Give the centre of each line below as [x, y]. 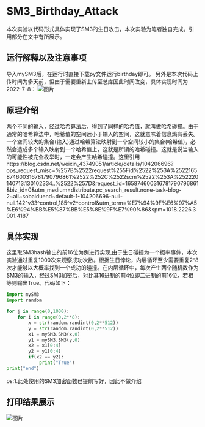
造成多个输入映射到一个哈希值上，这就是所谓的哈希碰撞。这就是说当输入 [108, 149]
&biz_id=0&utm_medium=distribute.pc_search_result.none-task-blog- [94, 190]
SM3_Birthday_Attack [63, 11]
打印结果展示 [31, 402]
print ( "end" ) [23, 368]
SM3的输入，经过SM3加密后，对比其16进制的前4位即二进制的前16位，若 [97, 275]
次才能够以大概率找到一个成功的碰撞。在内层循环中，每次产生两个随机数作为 [103, 268]
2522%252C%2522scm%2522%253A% [128, 176]
